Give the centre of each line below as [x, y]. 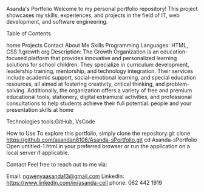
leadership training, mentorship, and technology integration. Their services [100, 71]
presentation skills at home [40, 110]
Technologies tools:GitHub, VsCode [51, 122]
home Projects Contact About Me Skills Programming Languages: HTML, [97, 45]
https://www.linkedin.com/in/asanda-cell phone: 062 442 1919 [84, 183]
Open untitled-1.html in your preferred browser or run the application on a [98, 146]
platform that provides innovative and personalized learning [103, 58]
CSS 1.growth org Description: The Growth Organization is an [83, 52]
